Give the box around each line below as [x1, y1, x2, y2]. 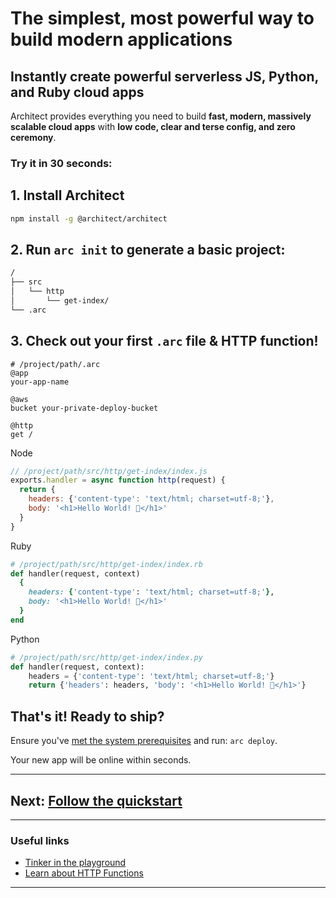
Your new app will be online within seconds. [10, 754, 192, 766]
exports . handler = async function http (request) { [10, 475, 226, 486]
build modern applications [10, 28, 233, 51]
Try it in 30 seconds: [10, 156, 113, 170]
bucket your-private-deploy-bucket [10, 403, 159, 413]
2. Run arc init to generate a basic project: [10, 242, 286, 258]
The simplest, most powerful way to [10, 7, 315, 30]
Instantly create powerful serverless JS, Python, [10, 68, 319, 85]
